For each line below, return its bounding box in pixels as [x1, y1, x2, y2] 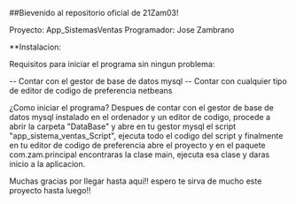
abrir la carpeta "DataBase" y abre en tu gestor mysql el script [9, 121, 237, 132]
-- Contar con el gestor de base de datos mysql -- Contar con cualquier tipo [9, 76, 288, 87]
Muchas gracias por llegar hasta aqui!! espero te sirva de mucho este [9, 176, 262, 186]
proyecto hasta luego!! [9, 185, 91, 195]
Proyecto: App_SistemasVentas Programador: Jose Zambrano [9, 25, 235, 34]
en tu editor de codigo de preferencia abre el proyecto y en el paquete [9, 140, 266, 150]
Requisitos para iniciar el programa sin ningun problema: [9, 59, 215, 69]
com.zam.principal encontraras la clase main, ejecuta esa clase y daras [9, 149, 270, 160]
